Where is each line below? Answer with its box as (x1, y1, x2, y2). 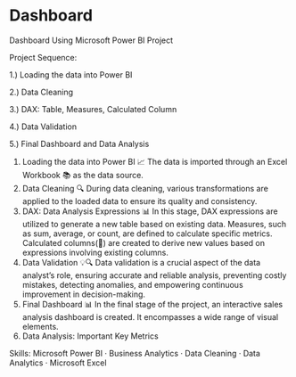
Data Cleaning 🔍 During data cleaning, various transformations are (21, 183, 269, 193)
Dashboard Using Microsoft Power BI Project (9, 35, 174, 45)
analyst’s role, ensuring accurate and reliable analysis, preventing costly (21, 269, 287, 281)
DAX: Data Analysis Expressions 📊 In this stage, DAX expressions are (21, 206, 278, 217)
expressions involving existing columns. (21, 247, 169, 258)
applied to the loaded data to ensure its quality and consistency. (21, 195, 258, 206)
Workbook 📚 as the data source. (21, 169, 144, 180)
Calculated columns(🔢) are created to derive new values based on (21, 237, 266, 248)
